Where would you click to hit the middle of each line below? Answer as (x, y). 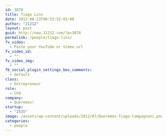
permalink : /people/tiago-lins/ (39, 38)
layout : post (19, 28)
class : (12, 79)
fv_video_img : (20, 61)
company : (14, 98)
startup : (14, 107)
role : (11, 88)
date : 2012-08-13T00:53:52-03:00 (40, 19)
